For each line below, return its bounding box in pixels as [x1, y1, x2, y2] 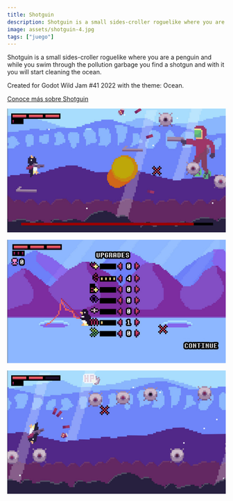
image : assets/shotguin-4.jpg [7, 26, 95, 33]
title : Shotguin [7, 11, 54, 18]
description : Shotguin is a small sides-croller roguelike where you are [7, 18, 225, 26]
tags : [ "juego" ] [7, 33, 54, 40]
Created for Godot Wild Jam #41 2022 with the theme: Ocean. [7, 81, 184, 90]
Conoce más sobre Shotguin [7, 95, 89, 104]
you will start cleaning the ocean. [7, 68, 102, 76]
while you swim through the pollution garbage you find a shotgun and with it [7, 60, 225, 69]
